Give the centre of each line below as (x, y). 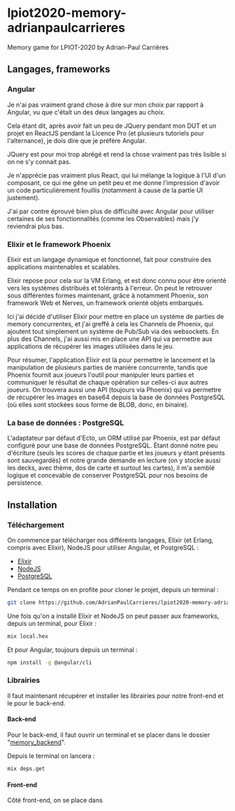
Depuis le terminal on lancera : (51, 756)
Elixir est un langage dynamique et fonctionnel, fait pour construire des (109, 259)
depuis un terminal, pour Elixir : (52, 623)
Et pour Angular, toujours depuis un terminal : (72, 650)
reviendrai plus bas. (36, 226)
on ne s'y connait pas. (39, 161)
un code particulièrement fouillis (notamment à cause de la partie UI (105, 190)
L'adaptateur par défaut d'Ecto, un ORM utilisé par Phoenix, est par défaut (114, 438)
